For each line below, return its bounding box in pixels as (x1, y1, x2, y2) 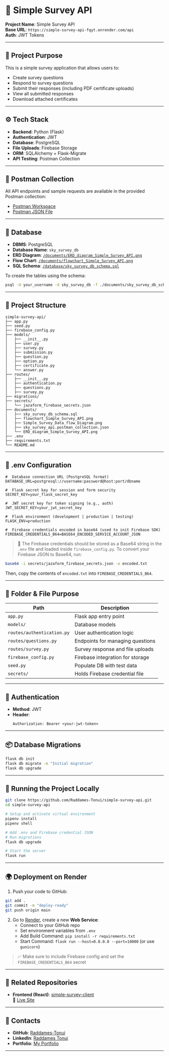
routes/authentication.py (8, 630, 70, 636)
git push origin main (5, 908, 51, 913)
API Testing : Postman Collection (12, 155, 80, 161)
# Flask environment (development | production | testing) (5, 514, 134, 519)
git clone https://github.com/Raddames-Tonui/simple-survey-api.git (5, 798, 152, 803)
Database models (74, 621, 116, 628)
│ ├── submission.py (5, 350, 53, 355)
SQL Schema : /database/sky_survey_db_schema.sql (12, 263, 119, 269)
